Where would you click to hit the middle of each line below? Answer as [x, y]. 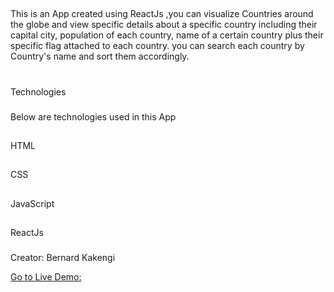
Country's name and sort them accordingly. [100, 56]
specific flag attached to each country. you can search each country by [157, 46]
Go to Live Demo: [46, 276]
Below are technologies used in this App [93, 116]
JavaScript [32, 203]
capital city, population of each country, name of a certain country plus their [167, 35]
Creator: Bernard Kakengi [63, 257]
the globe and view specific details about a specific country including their [164, 25]
